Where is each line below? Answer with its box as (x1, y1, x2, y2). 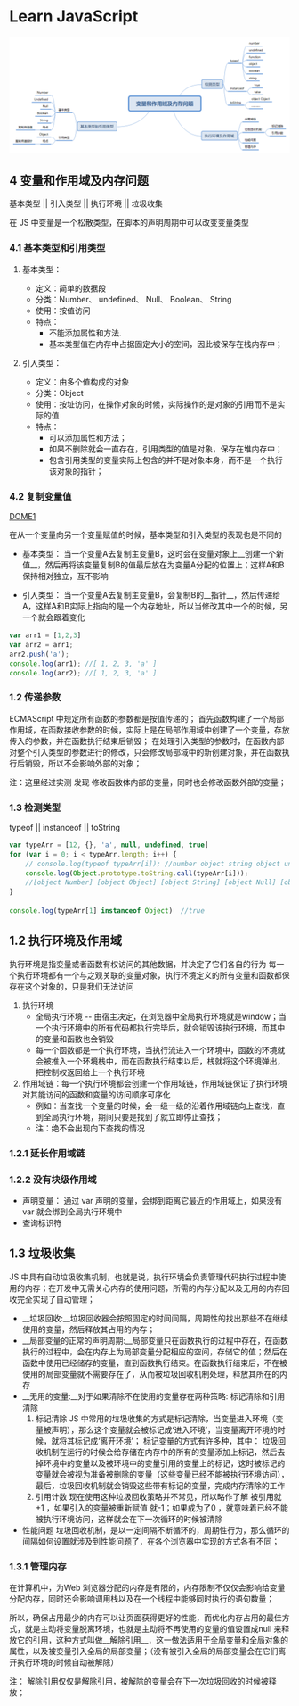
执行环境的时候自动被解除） (16, 1657, 118, 1668)
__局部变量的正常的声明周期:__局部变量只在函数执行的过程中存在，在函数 (21, 1335, 289, 1346)
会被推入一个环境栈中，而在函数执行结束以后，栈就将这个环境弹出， (35, 1056, 286, 1066)
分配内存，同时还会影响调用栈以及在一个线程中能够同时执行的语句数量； (9, 1594, 274, 1604)
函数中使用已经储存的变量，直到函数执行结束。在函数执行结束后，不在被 (21, 1357, 287, 1368)
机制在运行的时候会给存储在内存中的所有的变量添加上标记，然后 (43, 1446, 278, 1457)
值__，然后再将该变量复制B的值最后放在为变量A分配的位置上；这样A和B (21, 559, 285, 570)
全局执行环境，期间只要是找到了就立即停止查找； (43, 1111, 223, 1122)
